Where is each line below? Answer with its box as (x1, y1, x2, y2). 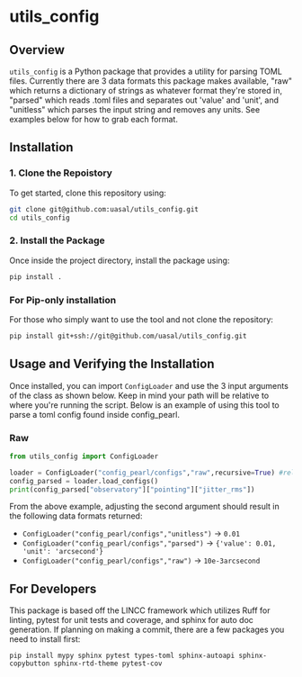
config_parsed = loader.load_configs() (9, 476, 159, 485)
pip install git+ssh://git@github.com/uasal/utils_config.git (9, 331, 247, 340)
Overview (9, 42, 66, 58)
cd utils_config (9, 213, 70, 222)
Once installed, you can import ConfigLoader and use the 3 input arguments (9, 380, 289, 391)
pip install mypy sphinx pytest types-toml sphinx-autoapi (9, 651, 235, 661)
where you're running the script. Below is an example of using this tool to (9, 399, 280, 411)
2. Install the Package (9, 234, 105, 247)
